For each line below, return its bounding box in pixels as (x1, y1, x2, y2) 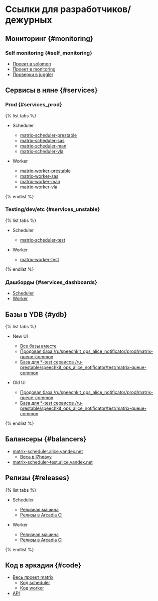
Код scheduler (20, 580, 50, 586)
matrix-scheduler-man (20, 142, 67, 149)
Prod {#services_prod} (5, 101, 63, 108)
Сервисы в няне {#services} (5, 86, 98, 95)
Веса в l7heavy (20, 454, 52, 460)
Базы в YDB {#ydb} (5, 310, 67, 319)
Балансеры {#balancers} (5, 435, 87, 443)
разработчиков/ (60, 4, 131, 15)
